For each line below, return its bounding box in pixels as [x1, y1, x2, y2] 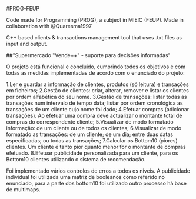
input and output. [6, 41, 48, 47]
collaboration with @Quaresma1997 [6, 23, 92, 29]
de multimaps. [6, 186, 41, 193]
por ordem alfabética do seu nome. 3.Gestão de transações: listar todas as [6, 94, 187, 100]
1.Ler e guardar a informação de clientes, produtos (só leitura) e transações [6, 81, 190, 88]
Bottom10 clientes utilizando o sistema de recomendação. [6, 156, 146, 162]
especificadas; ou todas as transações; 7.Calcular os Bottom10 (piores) [6, 137, 178, 144]
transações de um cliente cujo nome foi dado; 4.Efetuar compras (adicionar [6, 106, 190, 112]
